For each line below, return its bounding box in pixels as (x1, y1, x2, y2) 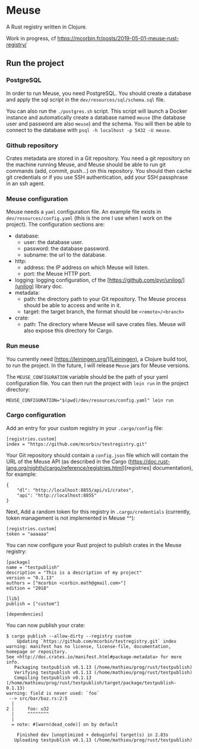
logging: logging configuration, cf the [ (14, 277, 110, 284)
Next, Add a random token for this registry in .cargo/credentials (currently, (6, 508, 191, 515)
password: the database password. (23, 245, 110, 252)
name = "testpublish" (6, 564, 60, 570)
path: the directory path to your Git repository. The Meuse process (23, 295, 187, 303)
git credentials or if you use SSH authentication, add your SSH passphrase (6, 173, 188, 181)
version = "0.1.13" (6, 574, 55, 581)
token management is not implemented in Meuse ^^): (6, 514, 135, 522)
